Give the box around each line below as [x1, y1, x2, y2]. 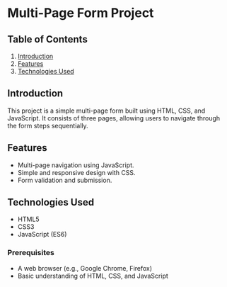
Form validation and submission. [17, 176, 112, 184]
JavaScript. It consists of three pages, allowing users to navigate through [7, 113, 221, 122]
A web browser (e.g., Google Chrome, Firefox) [17, 264, 153, 272]
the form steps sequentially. [7, 121, 88, 130]
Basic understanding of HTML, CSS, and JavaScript [17, 271, 168, 280]
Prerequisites [7, 248, 54, 258]
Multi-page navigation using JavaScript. [17, 161, 134, 169]
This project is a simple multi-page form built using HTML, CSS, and [7, 106, 206, 115]
